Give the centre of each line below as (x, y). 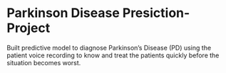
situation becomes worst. (44, 62)
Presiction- (156, 13)
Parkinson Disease (63, 13)
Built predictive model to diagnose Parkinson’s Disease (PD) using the (109, 47)
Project (29, 28)
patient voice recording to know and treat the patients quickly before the (113, 55)
